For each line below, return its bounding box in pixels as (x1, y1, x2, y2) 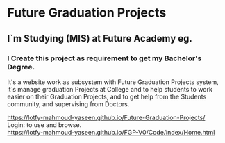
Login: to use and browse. (7, 120, 82, 129)
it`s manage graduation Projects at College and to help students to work (7, 85, 213, 93)
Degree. (7, 62, 35, 71)
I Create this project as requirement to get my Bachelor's (7, 53, 202, 63)
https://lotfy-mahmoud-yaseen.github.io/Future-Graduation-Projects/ (7, 113, 206, 121)
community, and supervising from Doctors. (7, 99, 130, 108)
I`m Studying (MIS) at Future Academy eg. (7, 33, 193, 44)
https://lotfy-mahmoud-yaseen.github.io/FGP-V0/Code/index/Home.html (7, 128, 215, 136)
